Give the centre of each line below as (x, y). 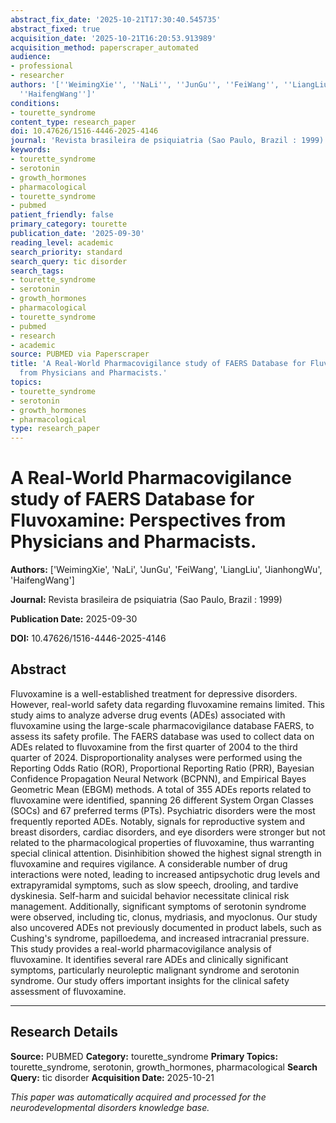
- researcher (37, 76)
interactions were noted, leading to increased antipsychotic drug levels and (165, 874)
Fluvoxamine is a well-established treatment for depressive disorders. (154, 693)
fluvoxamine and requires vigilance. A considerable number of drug (149, 863)
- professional (42, 66)
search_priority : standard (66, 252)
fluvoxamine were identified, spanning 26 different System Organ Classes (162, 800)
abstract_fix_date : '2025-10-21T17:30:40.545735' (116, 19)
